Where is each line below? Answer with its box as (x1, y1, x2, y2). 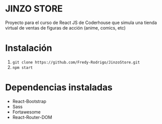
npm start (12, 65, 33, 70)
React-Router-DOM (12, 114, 52, 120)
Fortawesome (12, 108, 41, 115)
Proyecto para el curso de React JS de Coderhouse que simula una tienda (5, 19, 157, 25)
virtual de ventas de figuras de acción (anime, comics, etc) (5, 24, 126, 30)
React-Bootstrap (12, 98, 46, 104)
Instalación (5, 42, 52, 54)
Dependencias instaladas (5, 82, 113, 93)
